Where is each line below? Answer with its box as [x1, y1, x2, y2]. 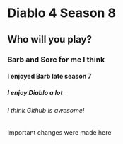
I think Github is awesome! [7, 106, 85, 115]
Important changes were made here [7, 128, 112, 136]
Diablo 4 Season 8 [7, 5, 117, 21]
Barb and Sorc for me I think [7, 55, 105, 65]
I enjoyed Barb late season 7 [7, 72, 92, 81]
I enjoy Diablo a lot [7, 88, 64, 96]
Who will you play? [7, 33, 92, 45]
